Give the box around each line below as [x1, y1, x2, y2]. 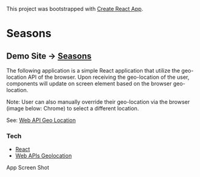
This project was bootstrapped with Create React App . [6, 5, 144, 12]
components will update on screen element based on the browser [6, 80, 172, 87]
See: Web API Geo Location [6, 117, 76, 124]
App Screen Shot [6, 164, 50, 172]
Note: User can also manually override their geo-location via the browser [6, 98, 190, 106]
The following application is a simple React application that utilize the [6, 67, 180, 74]
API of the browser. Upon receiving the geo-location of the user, [28, 73, 190, 81]
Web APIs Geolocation [15, 152, 72, 159]
